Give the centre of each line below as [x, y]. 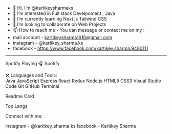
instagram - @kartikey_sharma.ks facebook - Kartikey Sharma [71, 126]
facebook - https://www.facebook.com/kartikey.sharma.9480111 [80, 48]
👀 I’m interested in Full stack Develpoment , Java [64, 13]
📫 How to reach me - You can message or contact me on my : [79, 30]
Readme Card [20, 96]
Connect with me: [24, 116]
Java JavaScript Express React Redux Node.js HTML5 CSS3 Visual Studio [83, 81]
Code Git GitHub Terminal [33, 86]
